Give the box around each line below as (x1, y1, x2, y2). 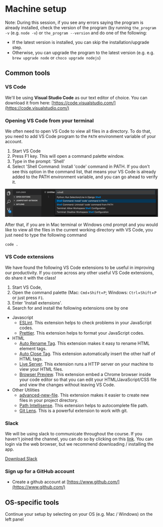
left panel (5, 516, 24, 522)
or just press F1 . (12, 295, 44, 301)
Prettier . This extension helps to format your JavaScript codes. (19, 330, 145, 336)
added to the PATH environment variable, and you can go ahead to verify (12, 174, 158, 180)
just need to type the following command (5, 232, 87, 238)
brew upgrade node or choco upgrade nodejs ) (12, 55, 101, 60)
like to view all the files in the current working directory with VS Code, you (5, 227, 153, 233)
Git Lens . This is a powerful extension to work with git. (19, 408, 128, 414)
